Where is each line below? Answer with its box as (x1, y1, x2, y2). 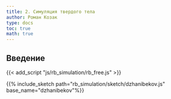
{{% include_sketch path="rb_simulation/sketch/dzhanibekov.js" (6, 80, 166, 87)
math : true (6, 31, 34, 37)
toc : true (6, 25, 31, 32)
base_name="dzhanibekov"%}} (6, 86, 85, 94)
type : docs (6, 20, 34, 26)
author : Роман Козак (6, 14, 58, 20)
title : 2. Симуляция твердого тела (6, 8, 95, 15)
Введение (6, 53, 46, 63)
